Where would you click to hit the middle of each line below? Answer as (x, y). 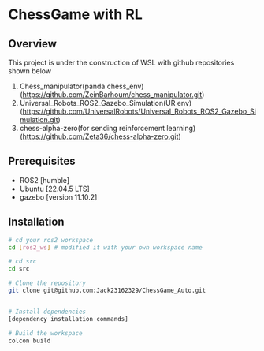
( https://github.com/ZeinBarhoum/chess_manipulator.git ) (112, 95)
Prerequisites (42, 161)
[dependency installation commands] (68, 319)
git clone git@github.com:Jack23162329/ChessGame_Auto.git (107, 290)
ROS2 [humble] (44, 180)
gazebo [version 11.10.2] (58, 197)
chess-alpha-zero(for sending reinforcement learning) (108, 128)
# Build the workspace (45, 333)
